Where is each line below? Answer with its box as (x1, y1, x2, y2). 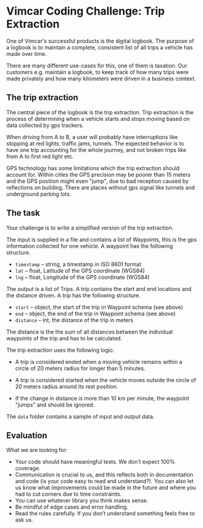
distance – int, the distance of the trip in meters (15, 316, 134, 323)
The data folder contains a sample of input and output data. (6, 413, 155, 420)
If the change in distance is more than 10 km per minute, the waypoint (15, 394, 190, 402)
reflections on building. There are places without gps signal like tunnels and (6, 183, 195, 191)
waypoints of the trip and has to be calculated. (6, 334, 122, 341)
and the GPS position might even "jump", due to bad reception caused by (6, 177, 189, 185)
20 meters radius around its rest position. (15, 383, 118, 390)
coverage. (15, 465, 41, 472)
